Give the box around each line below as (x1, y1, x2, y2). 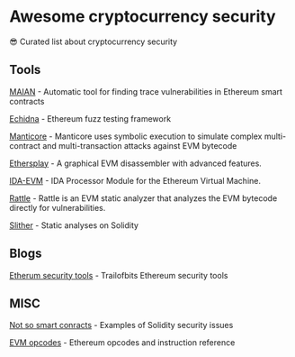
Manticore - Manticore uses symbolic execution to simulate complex (9, 131, 263, 142)
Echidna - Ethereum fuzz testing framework (9, 113, 172, 124)
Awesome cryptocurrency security (9, 6, 276, 27)
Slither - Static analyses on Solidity (9, 219, 139, 231)
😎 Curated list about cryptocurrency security (9, 36, 178, 47)
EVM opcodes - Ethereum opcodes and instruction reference (9, 337, 236, 348)
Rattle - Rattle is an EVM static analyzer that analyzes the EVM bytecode (9, 192, 278, 204)
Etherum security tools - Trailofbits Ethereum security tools (9, 270, 228, 280)
